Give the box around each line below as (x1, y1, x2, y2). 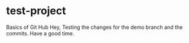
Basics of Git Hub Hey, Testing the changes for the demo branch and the (6, 24, 183, 31)
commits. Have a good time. (6, 29, 74, 37)
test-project (6, 4, 66, 18)
